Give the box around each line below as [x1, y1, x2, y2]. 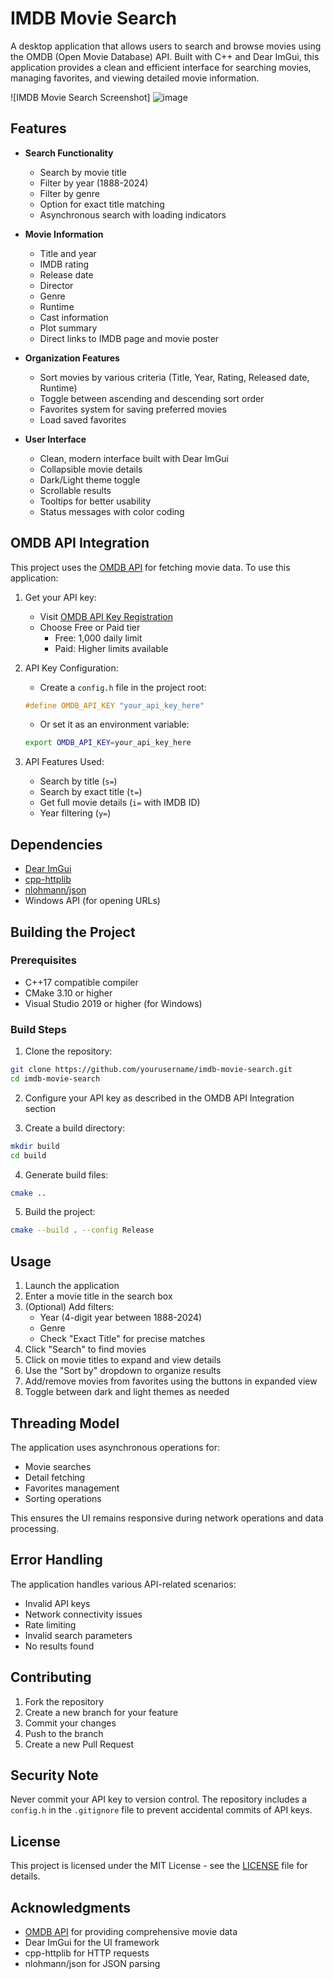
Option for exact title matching [39, 198, 165, 210]
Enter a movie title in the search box [24, 1290, 173, 1302]
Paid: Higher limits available [54, 642, 169, 654]
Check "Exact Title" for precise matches [39, 1333, 206, 1345]
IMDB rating [39, 258, 90, 270]
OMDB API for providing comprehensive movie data [24, 1926, 238, 1938]
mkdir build [10, 1141, 60, 1151]
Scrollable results [39, 484, 112, 496]
